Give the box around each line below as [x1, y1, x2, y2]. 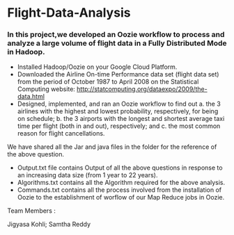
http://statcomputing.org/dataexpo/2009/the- [76, 85, 208, 93]
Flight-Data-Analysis [7, 5, 131, 21]
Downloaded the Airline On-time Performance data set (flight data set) [17, 70, 219, 79]
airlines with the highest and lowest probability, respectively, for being [17, 107, 219, 115]
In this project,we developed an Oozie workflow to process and [7, 30, 225, 40]
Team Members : [7, 206, 56, 215]
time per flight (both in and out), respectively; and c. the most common [17, 122, 221, 130]
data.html [17, 92, 45, 101]
